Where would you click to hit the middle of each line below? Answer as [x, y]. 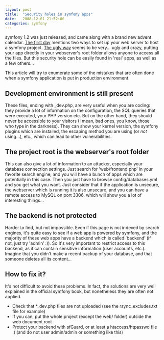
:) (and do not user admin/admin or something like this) [68, 332]
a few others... [20, 63]
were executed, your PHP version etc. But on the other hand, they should [79, 116]
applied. [13, 296]
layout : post [18, 10]
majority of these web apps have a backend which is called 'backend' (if [78, 238]
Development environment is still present [69, 93]
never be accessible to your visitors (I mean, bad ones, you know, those [78, 121]
